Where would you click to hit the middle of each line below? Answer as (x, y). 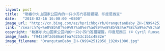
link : (11, 28)
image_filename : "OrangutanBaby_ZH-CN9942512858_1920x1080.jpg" (72, 41)
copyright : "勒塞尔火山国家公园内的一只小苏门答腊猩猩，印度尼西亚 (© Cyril (76, 32)
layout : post (18, 9)
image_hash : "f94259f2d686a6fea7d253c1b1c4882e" (56, 37)
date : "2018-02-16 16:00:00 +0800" (44, 18)
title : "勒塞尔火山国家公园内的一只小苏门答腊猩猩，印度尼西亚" (64, 14)
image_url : (16, 23)
